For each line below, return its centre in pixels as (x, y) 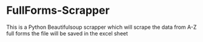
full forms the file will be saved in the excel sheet (67, 33)
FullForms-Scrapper (58, 10)
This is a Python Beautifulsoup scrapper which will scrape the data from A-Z (101, 27)
